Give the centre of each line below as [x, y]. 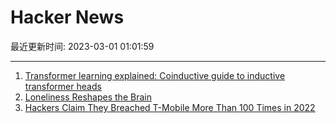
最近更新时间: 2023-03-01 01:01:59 [82, 46]
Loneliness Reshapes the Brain [88, 97]
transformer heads [63, 86]
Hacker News [67, 17]
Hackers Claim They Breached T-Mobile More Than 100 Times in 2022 [170, 107]
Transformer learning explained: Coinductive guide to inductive [155, 75]
